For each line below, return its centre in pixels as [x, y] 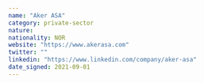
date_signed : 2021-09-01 [49, 67]
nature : [21, 30]
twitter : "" [28, 52]
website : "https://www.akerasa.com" [69, 45]
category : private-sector [51, 23]
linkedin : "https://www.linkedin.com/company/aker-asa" [102, 60]
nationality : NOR [37, 38]
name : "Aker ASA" [37, 15]
